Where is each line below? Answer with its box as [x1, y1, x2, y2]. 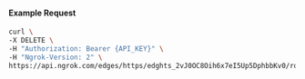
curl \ [8, 27, 34, 36]
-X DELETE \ [8, 36, 54, 45]
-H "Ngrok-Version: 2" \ [8, 53, 103, 62]
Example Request [8, 7, 76, 18]
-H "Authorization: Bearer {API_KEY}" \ [8, 44, 165, 54]
